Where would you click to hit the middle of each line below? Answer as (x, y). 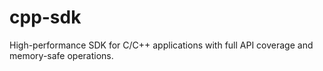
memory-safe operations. (61, 55)
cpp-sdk (45, 17)
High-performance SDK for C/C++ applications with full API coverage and (161, 45)
